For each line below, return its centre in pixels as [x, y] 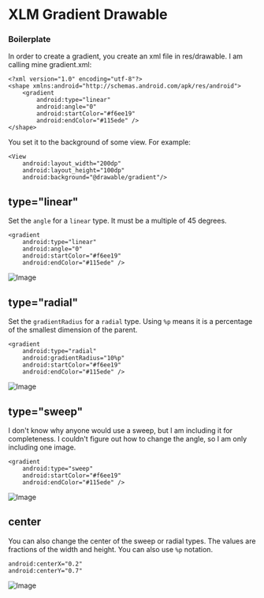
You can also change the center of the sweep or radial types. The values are [132, 541]
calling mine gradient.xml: [50, 65]
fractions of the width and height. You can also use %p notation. [111, 549]
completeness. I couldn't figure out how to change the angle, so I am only [128, 438]
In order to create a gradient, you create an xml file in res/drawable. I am [125, 56]
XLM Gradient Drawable [88, 15]
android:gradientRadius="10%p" [74, 358]
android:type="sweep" [58, 468]
